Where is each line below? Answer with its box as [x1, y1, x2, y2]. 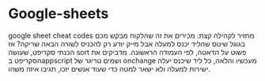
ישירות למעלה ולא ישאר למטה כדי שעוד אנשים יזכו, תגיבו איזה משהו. [8, 64, 211, 73]
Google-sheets [8, 5, 109, 23]
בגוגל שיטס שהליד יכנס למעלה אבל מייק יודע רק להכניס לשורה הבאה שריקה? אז [8, 39, 246, 48]
